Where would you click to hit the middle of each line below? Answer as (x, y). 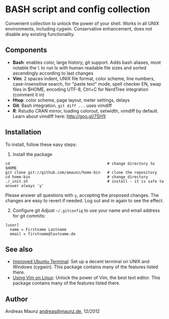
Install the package (32, 154)
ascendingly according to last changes (53, 73)
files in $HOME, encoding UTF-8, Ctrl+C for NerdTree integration (80, 89)
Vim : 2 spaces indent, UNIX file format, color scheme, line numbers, (84, 78)
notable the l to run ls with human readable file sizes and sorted (79, 67)
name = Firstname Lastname (38, 229)
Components (26, 50)
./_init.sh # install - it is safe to (85, 181)
